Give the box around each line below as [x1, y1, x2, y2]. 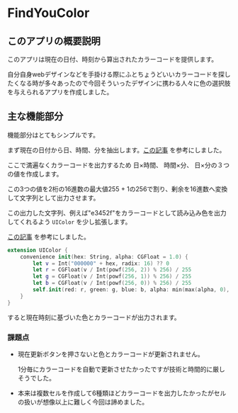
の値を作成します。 [7, 169, 63, 178]
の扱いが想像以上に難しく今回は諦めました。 [17, 397, 149, 406]
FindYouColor [7, 5, 90, 21]
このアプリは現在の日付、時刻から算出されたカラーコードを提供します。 [7, 55, 218, 63]
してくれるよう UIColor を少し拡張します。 [7, 217, 132, 226]
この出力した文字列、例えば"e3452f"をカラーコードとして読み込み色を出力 [7, 208, 227, 217]
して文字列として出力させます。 [7, 193, 100, 202]
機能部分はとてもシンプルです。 [7, 130, 100, 139]
